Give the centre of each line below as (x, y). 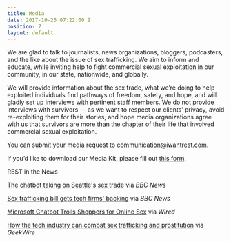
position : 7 (24, 26)
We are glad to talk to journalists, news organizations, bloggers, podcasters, (115, 52)
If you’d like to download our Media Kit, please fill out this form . (97, 159)
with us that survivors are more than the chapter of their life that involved (111, 124)
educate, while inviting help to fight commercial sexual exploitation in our (111, 67)
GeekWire (21, 232)
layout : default (30, 33)
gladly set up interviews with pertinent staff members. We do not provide (111, 102)
